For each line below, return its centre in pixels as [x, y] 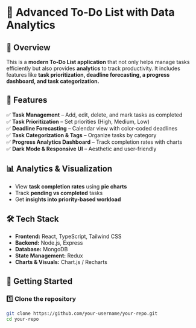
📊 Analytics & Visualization [59, 169]
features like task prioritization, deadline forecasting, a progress [88, 75]
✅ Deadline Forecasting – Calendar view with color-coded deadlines [92, 128]
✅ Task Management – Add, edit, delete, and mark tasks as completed [94, 115]
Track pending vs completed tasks [59, 193]
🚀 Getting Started [40, 281]
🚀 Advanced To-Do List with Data [90, 12]
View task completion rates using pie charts [71, 186]
